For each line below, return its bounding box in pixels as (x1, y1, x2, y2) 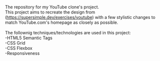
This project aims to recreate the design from (5, 9, 96, 15)
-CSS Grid (5, 40, 26, 46)
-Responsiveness (5, 50, 40, 56)
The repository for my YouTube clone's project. (5, 4, 99, 10)
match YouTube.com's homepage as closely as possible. (5, 19, 119, 25)
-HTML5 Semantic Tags (5, 35, 52, 41)
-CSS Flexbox (5, 46, 33, 51)
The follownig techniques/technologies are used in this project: (5, 30, 131, 35)
